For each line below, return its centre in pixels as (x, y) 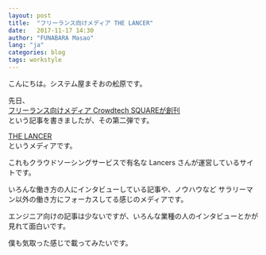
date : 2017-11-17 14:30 (51, 30)
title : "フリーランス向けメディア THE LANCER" (81, 23)
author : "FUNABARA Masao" (51, 38)
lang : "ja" (26, 45)
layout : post (30, 15)
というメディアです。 (42, 145)
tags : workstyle (35, 60)
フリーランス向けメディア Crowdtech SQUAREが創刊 (94, 110)
